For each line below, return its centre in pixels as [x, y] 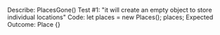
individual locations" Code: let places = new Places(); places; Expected [110, 17]
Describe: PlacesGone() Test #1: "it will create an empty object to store [110, 10]
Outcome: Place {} [34, 24]
